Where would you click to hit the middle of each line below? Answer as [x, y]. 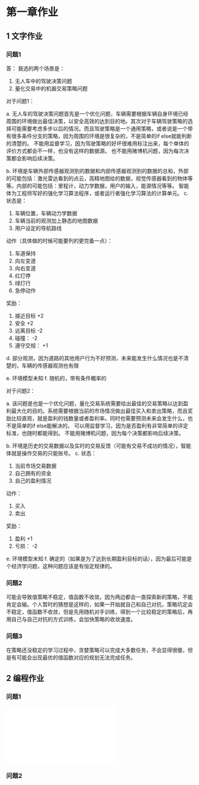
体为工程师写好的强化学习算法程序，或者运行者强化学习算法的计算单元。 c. [97, 193]
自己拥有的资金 [33, 473]
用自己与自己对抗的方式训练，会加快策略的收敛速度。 [71, 619]
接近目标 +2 [29, 316]
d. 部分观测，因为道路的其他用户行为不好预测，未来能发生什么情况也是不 [95, 358]
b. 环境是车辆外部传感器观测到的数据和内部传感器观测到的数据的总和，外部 [97, 171]
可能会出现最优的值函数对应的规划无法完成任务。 [76, 658]
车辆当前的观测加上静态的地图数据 [56, 220]
